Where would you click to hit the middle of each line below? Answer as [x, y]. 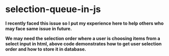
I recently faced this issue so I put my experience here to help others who [84, 23]
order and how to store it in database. [46, 49]
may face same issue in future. [39, 28]
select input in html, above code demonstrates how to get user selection [83, 43]
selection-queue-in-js [53, 9]
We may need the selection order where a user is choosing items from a [83, 38]
